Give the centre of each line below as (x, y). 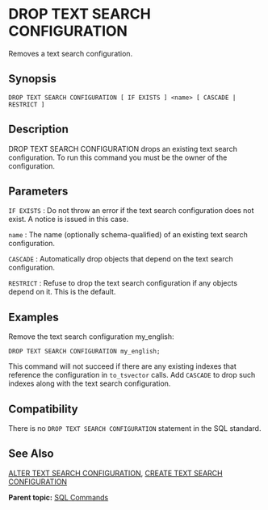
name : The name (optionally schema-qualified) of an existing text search (128, 235)
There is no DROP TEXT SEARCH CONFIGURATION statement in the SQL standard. (135, 428)
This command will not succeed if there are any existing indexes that (122, 366)
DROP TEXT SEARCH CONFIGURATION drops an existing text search (123, 148)
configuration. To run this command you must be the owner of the (118, 157)
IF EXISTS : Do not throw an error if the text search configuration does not (131, 211)
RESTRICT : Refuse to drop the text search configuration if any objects (123, 283)
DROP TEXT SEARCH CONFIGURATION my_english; (84, 352)
